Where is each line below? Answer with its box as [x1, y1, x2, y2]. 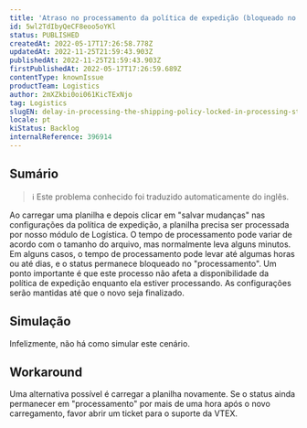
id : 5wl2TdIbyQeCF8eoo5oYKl [9, 22, 117, 31]
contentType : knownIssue [9, 73, 104, 82]
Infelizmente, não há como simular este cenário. [9, 337, 190, 348]
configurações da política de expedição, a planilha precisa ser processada [9, 219, 290, 230]
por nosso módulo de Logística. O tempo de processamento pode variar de [9, 229, 292, 240]
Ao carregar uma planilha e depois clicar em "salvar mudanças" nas [9, 209, 266, 220]
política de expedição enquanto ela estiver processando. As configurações [9, 277, 292, 288]
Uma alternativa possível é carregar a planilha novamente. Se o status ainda [9, 389, 295, 400]
